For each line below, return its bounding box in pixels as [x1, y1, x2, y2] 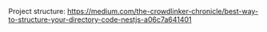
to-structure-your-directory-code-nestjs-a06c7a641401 [8, 15, 192, 24]
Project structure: [8, 7, 66, 16]
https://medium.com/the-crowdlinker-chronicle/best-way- [67, 7, 259, 16]
